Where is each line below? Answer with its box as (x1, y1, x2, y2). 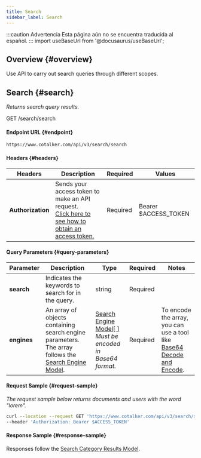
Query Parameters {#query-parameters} (6, 248, 109, 256)
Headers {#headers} (6, 154, 59, 161)
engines (9, 336, 33, 344)
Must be (95, 332, 118, 340)
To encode (161, 306, 191, 314)
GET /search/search (6, 115, 56, 122)
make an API (54, 195, 91, 203)
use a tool (161, 328, 189, 336)
